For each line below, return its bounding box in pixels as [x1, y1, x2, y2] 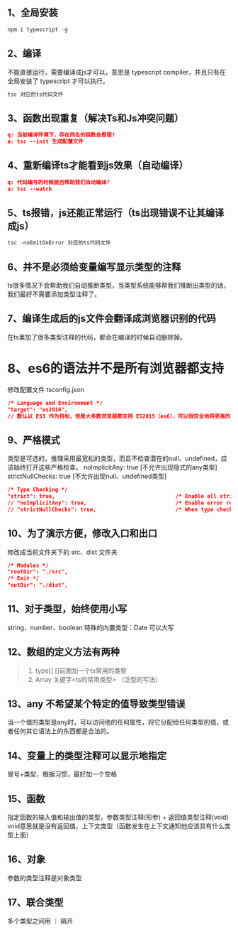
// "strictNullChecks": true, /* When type [7, 506, 214, 513]
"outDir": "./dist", [7, 582, 69, 589]
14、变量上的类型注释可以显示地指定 [7, 749, 167, 762]
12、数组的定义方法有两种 [7, 646, 120, 659]
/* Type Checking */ [7, 486, 69, 494]
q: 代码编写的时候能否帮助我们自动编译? [7, 178, 110, 186]
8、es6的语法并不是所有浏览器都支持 [7, 361, 225, 376]
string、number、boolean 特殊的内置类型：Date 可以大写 [7, 623, 175, 632]
